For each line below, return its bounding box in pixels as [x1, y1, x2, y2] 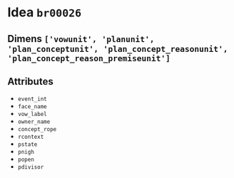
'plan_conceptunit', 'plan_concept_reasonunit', [7, 43, 228, 54]
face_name [17, 103, 48, 110]
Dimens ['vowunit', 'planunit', [7, 33, 155, 45]
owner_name [17, 118, 51, 125]
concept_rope [17, 126, 57, 133]
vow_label [17, 111, 48, 118]
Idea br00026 [7, 4, 82, 21]
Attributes [7, 75, 54, 88]
